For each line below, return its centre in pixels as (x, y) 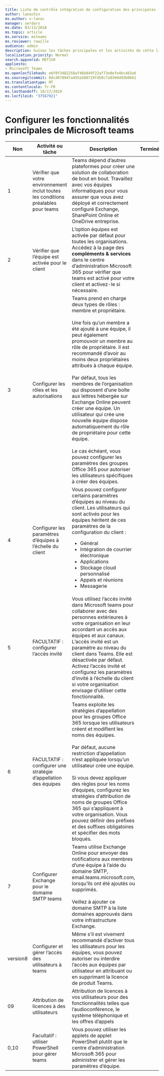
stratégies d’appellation (98, 710)
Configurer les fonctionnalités (67, 120)
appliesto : (16, 64)
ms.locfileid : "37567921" (31, 96)
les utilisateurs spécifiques (102, 475)
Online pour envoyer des (100, 853)
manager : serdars (23, 23)
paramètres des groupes (100, 463)
